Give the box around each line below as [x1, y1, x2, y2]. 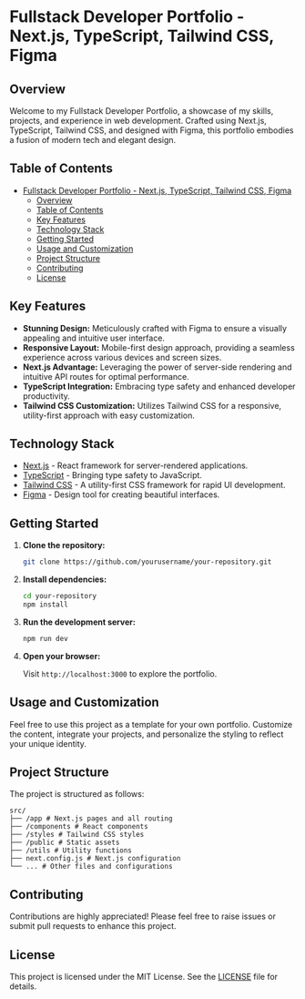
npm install [22, 600, 68, 609]
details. [9, 981, 37, 992]
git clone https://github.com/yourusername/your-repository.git [22, 557, 272, 566]
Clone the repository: [22, 540, 106, 551]
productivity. [22, 390, 71, 402]
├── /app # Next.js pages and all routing [9, 814, 173, 823]
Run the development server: [22, 617, 137, 627]
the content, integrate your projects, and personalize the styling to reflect [9, 729, 284, 739]
